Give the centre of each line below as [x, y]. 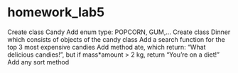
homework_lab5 [56, 12]
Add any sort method [38, 62]
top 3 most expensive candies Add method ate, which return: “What [107, 47]
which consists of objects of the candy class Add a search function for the [116, 39]
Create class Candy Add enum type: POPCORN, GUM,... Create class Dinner [119, 32]
